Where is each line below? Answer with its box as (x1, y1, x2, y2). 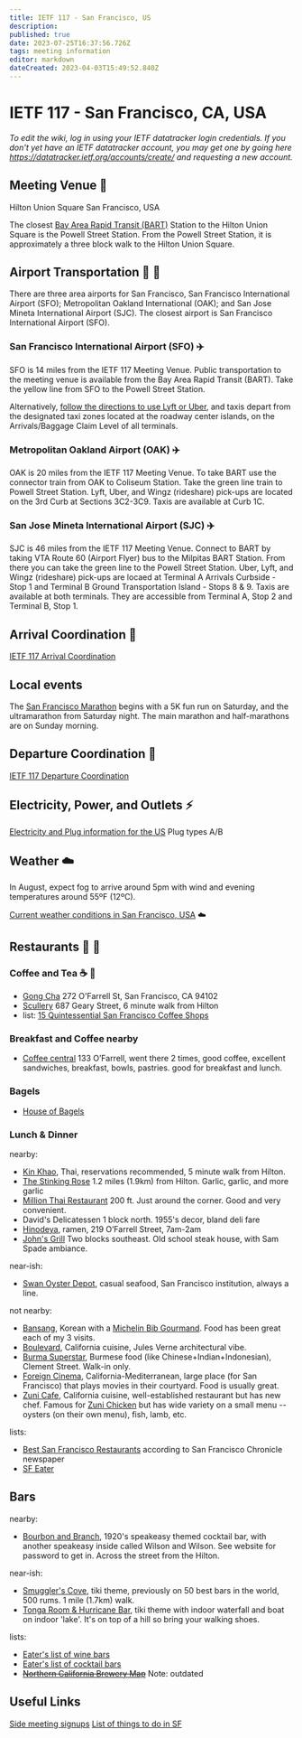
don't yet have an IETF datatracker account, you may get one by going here (9, 142, 293, 153)
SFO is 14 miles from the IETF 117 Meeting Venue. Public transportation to (9, 364, 282, 375)
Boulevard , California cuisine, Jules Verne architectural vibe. (22, 1341, 247, 1352)
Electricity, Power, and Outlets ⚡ (9, 798, 194, 813)
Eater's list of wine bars (22, 1649, 111, 1659)
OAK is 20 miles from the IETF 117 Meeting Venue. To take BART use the (9, 467, 277, 479)
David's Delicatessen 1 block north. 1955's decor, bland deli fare (22, 1214, 261, 1225)
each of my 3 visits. (22, 1332, 96, 1342)
